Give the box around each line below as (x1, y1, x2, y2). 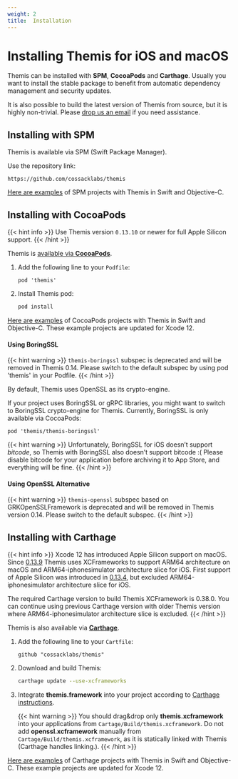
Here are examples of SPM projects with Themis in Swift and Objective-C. (7, 188, 224, 197)
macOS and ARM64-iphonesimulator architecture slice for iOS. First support (7, 565, 231, 574)
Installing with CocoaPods (7, 209, 126, 221)
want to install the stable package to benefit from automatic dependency (7, 79, 221, 88)
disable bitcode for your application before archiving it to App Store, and (7, 455, 219, 465)
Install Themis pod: (17, 289, 74, 298)
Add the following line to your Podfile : (17, 263, 130, 272)
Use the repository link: (7, 162, 76, 170)
